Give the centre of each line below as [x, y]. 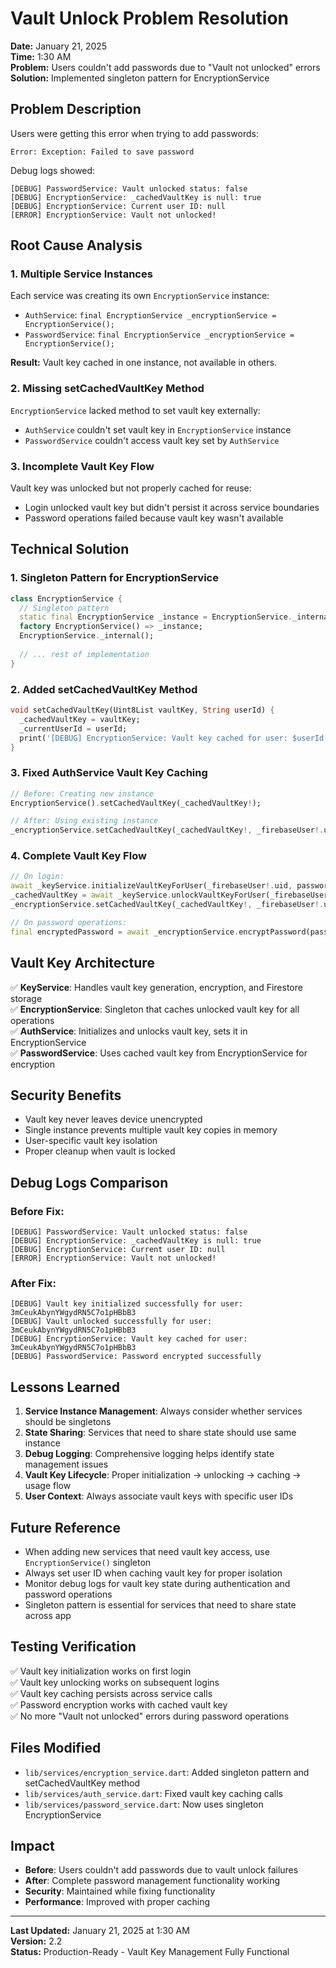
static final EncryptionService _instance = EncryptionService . [156, 617]
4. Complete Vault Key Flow [78, 856]
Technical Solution [70, 549]
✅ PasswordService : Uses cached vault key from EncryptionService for [159, 1053]
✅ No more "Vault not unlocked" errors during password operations [150, 1716]
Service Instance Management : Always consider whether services [163, 1411]
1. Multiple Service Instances [81, 274]
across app [48, 1615]
